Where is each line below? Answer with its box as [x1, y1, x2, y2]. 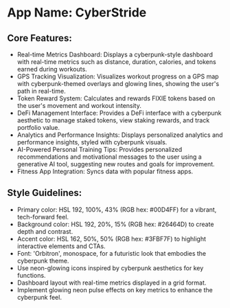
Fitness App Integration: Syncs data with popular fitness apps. [16, 167, 194, 175]
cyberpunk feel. [16, 293, 62, 301]
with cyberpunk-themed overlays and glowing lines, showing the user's [16, 80, 220, 87]
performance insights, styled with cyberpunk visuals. [16, 138, 168, 146]
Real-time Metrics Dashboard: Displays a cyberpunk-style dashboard [16, 50, 213, 58]
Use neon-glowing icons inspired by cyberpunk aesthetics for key [16, 263, 204, 272]
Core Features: [7, 32, 72, 44]
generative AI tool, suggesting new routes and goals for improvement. [16, 160, 215, 168]
